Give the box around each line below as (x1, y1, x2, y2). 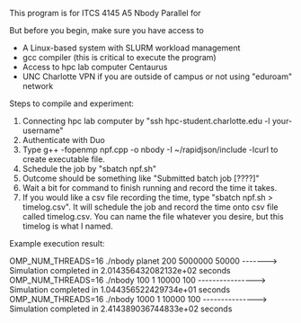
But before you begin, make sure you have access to (9, 25, 204, 35)
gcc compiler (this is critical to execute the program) (22, 52, 217, 62)
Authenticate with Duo (22, 135, 105, 145)
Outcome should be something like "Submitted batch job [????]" (22, 173, 260, 184)
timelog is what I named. (22, 220, 114, 231)
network (22, 81, 54, 91)
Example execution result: (9, 238, 105, 248)
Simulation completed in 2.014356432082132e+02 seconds (9, 265, 231, 275)
